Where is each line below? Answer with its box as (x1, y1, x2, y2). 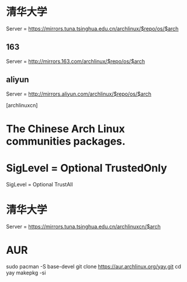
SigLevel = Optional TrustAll (6, 181, 73, 188)
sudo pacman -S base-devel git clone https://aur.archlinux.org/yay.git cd (6, 263, 181, 270)
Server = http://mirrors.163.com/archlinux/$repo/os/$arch (6, 57, 145, 64)
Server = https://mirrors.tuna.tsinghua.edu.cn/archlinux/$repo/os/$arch (6, 25, 179, 32)
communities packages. (6, 134, 126, 148)
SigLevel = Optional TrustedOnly (6, 161, 168, 175)
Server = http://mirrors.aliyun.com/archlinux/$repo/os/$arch (6, 90, 152, 97)
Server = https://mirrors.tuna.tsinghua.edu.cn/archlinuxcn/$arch (6, 223, 161, 230)
